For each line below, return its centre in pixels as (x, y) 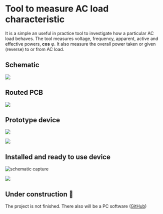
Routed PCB (24, 92)
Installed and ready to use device (58, 157)
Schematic (22, 65)
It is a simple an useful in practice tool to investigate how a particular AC (79, 33)
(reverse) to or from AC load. (35, 49)
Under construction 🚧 (39, 194)
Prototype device (32, 120)
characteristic (35, 19)
